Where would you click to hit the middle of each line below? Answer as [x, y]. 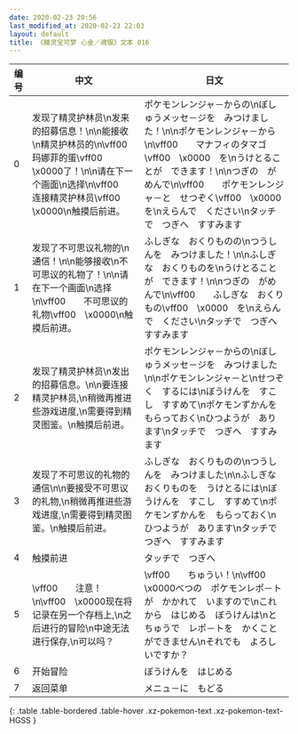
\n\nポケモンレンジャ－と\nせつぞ [214, 378]
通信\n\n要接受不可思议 [80, 488]
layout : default [39, 34]
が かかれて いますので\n [202, 601]
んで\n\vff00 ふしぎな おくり [214, 294]
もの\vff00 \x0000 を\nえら [208, 308]
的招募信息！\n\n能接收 [80, 132]
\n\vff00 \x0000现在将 [82, 601]
